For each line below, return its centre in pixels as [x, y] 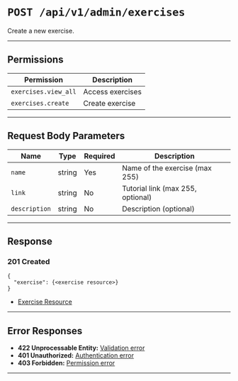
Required [100, 156]
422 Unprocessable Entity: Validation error [81, 348]
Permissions [35, 60]
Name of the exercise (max [167, 167]
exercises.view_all [44, 92]
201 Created [29, 261]
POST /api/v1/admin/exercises [96, 12]
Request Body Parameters [66, 136]
